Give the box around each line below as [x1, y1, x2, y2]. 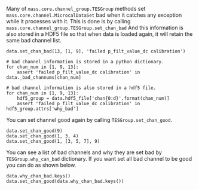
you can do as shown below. [6, 161, 76, 168]
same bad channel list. [6, 37, 62, 44]
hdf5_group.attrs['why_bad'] [6, 106, 79, 112]
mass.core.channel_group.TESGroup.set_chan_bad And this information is [6, 24, 183, 31]
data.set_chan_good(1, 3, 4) [6, 133, 79, 139]
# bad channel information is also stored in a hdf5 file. [6, 85, 157, 91]
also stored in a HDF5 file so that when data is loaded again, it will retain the [6, 30, 193, 38]
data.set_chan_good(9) [6, 128, 63, 134]
